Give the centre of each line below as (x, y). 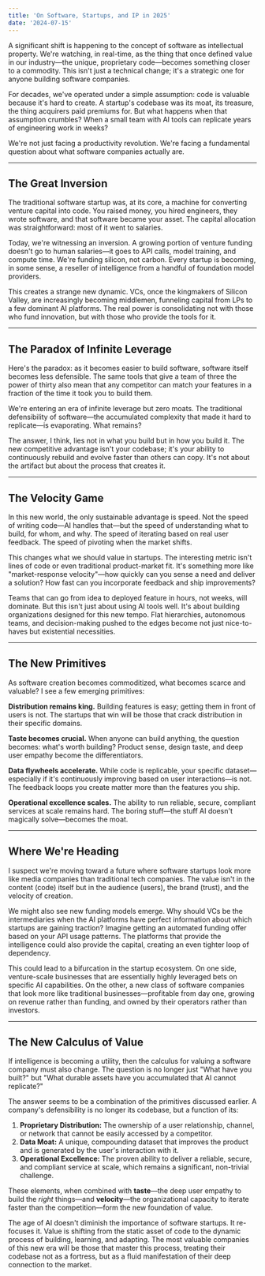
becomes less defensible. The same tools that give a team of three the (123, 376)
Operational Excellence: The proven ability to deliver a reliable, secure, (136, 1159)
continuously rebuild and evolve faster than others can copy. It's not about (129, 458)
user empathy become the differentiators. (76, 755)
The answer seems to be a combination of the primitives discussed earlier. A (132, 1102)
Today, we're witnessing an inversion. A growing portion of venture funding (131, 243)
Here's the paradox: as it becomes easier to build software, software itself (128, 369)
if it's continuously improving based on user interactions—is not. (147, 779)
